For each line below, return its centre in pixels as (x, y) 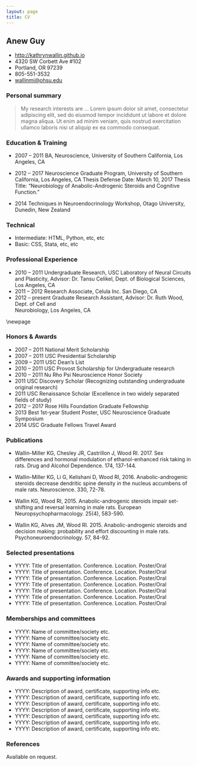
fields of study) (33, 400)
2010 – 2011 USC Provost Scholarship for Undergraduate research (95, 368)
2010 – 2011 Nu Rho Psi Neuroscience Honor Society (78, 374)
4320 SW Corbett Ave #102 (48, 61)
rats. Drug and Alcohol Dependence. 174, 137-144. (75, 466)
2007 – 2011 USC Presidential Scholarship (65, 356)
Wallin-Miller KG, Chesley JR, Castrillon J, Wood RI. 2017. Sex (89, 453)
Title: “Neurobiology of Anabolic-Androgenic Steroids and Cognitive (97, 185)
